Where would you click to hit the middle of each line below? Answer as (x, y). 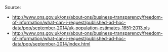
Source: (13, 7)
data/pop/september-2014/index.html (51, 44)
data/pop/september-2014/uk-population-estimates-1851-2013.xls (81, 28)
